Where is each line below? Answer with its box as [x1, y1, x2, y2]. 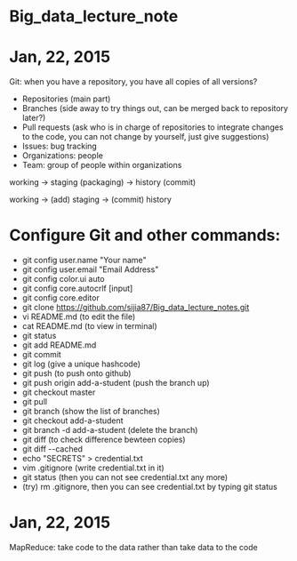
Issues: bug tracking [21, 140, 98, 152]
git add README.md [21, 340, 97, 350]
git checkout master [21, 387, 96, 397]
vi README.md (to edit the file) [21, 311, 136, 322]
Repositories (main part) [21, 93, 111, 104]
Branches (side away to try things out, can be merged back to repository [21, 103, 289, 114]
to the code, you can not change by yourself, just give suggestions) [21, 132, 269, 142]
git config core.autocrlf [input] [21, 283, 133, 294]
